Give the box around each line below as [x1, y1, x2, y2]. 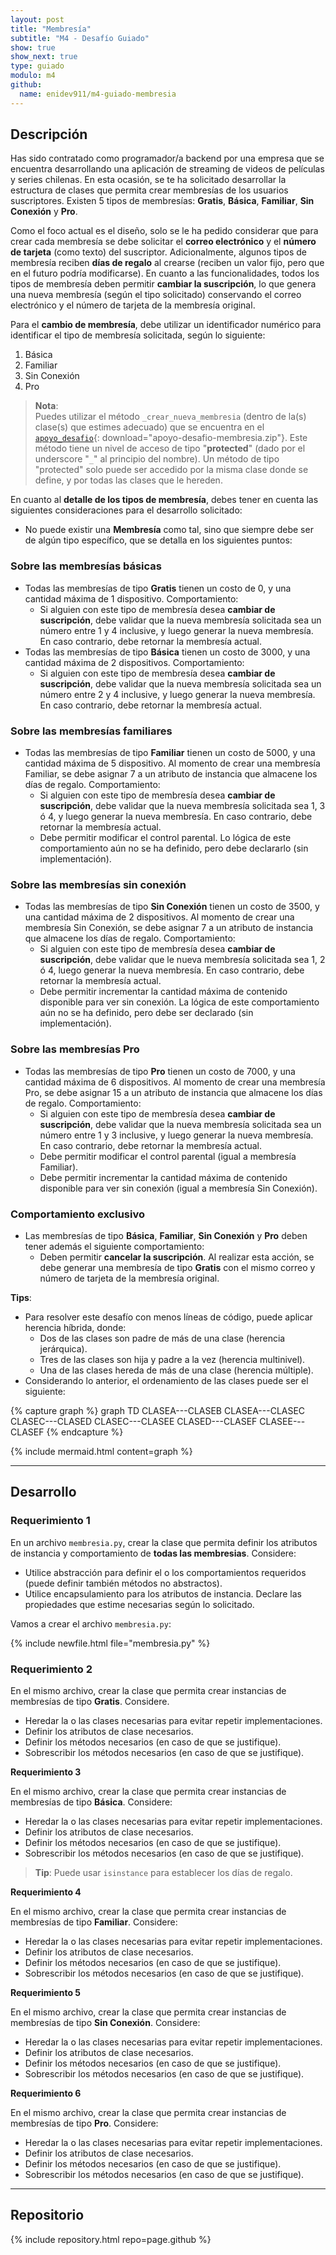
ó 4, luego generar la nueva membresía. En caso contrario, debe [39, 964, 305, 976]
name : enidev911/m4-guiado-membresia [19, 89, 177, 99]
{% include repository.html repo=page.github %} [10, 2233, 212, 2245]
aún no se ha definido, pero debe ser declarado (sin [39, 1007, 254, 1019]
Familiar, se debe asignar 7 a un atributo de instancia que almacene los [24, 768, 318, 780]
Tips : [10, 1291, 32, 1303]
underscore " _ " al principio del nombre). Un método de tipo [34, 453, 280, 465]
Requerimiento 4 [10, 1886, 82, 1898]
